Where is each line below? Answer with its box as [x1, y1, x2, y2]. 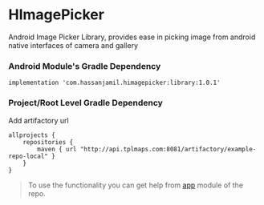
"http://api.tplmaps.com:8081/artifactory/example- [79, 145, 257, 153]
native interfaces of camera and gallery [8, 40, 139, 50]
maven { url [37, 145, 78, 153]
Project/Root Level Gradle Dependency [8, 98, 163, 109]
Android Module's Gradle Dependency [8, 60, 161, 71]
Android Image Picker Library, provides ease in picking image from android [8, 32, 256, 42]
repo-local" [8, 152, 48, 160]
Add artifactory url [8, 115, 70, 125]
